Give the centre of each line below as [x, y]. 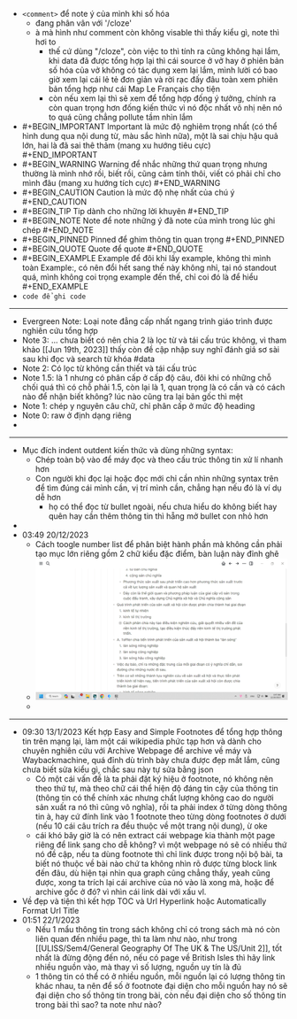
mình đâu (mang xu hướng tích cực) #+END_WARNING [121, 183]
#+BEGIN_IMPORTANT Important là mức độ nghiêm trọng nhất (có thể [149, 127]
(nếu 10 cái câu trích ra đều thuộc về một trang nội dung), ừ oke [151, 826]
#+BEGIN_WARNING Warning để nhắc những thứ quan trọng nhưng [145, 164]
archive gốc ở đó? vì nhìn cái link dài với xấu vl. [121, 892]
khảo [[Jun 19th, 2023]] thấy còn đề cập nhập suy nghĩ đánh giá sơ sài [151, 349]
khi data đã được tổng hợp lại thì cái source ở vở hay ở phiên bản [166, 61]
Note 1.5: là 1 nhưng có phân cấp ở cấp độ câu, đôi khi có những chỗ [147, 378]
